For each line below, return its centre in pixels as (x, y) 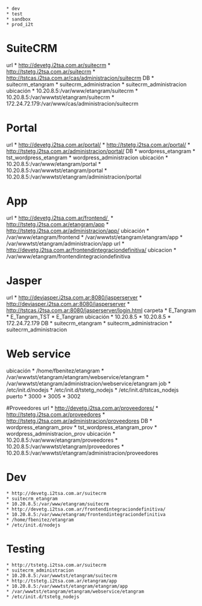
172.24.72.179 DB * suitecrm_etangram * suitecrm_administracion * (89, 323)
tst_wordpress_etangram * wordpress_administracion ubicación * (87, 158)
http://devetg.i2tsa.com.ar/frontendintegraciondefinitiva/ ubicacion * (91, 250)
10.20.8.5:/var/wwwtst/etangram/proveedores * (65, 446)
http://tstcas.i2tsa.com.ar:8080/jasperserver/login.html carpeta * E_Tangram (101, 310)
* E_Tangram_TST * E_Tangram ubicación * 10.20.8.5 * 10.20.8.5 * (89, 316)
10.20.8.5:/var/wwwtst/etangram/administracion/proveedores (82, 453)
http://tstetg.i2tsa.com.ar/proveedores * (56, 414)
